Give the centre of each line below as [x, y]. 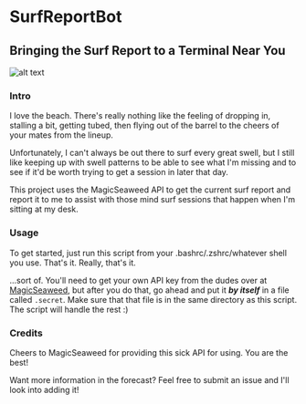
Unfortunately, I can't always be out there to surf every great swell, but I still [152, 153]
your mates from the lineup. [62, 135]
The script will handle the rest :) [69, 309]
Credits [26, 333]
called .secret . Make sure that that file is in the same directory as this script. [153, 299]
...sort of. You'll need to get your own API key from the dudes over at [138, 280]
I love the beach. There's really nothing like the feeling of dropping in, [140, 116]
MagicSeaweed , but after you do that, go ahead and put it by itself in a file [149, 290]
